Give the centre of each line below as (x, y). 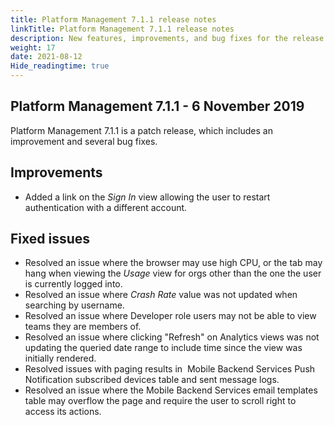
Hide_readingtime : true (60, 66)
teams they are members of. (83, 327)
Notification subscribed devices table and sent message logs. (152, 380)
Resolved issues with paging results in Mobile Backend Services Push (170, 369)
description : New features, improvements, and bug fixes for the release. (169, 38)
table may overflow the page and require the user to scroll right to (160, 401)
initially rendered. (60, 358)
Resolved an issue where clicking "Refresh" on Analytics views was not (172, 337)
